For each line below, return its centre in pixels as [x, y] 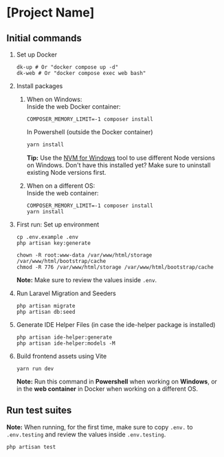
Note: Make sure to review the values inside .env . [87, 279]
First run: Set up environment [58, 224]
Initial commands [44, 38]
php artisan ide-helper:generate [64, 337]
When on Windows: [54, 99]
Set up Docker [37, 54]
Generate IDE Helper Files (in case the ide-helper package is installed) [116, 324]
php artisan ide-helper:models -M [66, 343]
